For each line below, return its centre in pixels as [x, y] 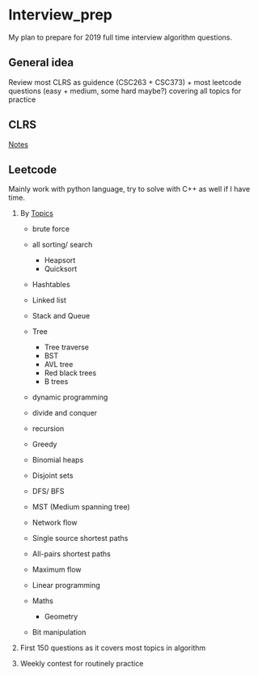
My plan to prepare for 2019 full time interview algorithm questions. [121, 37]
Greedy [44, 444]
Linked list [49, 300]
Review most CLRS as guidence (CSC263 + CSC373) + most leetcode [125, 82]
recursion [48, 429]
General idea [41, 63]
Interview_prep [61, 15]
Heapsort [60, 260]
